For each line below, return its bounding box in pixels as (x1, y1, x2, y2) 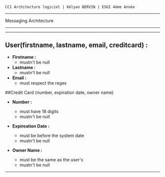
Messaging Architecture (5, 18, 54, 23)
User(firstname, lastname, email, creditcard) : (5, 41, 148, 49)
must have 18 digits (19, 108, 59, 114)
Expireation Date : (12, 123, 50, 129)
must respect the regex (19, 80, 67, 86)
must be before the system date (19, 133, 84, 138)
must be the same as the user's (19, 156, 83, 162)
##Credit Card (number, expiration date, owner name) (5, 89, 114, 95)
